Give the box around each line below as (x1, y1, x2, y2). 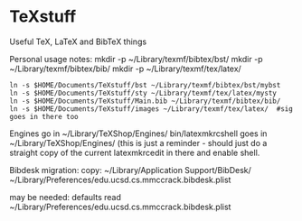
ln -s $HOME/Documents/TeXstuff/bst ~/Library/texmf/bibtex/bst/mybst (9, 80, 281, 89)
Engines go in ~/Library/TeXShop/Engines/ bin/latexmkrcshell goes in (9, 128, 268, 139)
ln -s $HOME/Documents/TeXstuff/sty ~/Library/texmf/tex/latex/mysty (9, 88, 278, 97)
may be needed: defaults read (9, 191, 122, 202)
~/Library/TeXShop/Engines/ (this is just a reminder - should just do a (9, 137, 268, 148)
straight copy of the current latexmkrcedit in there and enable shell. (9, 147, 260, 158)
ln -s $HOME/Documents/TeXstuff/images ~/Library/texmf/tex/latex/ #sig (9, 104, 294, 114)
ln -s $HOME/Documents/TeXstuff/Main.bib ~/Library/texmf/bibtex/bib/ (9, 97, 281, 106)
